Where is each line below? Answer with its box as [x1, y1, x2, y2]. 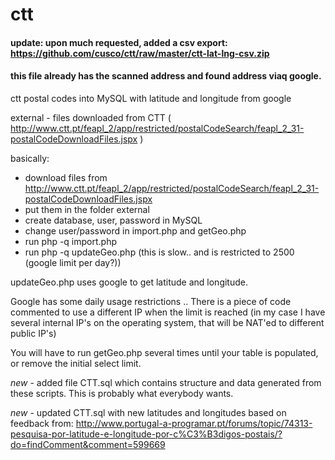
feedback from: [10, 417, 74, 429]
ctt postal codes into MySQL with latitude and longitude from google [10, 92, 292, 104]
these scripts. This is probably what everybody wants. [10, 387, 234, 399]
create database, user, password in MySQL [24, 214, 203, 226]
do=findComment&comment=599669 [10, 438, 166, 450]
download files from [24, 171, 108, 183]
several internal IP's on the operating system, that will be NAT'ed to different [10, 316, 325, 328]
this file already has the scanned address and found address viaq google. [10, 70, 322, 82]
